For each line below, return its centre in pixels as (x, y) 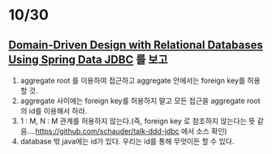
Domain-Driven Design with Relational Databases (136, 45)
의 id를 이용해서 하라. (54, 111)
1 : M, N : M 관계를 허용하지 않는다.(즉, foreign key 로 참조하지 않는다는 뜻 (138, 121)
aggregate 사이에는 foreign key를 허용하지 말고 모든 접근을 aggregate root (140, 101)
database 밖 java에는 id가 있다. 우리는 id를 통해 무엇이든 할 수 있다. (127, 141)
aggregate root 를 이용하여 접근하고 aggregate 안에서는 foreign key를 (133, 80)
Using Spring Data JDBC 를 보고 (88, 60)
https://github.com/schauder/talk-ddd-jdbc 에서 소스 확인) (131, 131)
